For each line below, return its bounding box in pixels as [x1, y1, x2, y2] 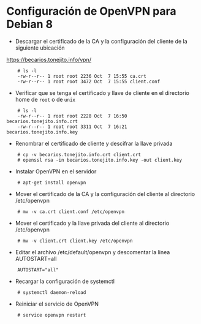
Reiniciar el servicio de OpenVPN [15, 300, 99, 307]
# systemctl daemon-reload [17, 289, 86, 295]
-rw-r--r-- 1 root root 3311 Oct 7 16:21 [17, 124, 127, 130]
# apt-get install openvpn [17, 179, 86, 186]
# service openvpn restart [17, 312, 86, 318]
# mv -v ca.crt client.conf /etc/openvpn [17, 208, 124, 215]
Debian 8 [6, 17, 53, 31]
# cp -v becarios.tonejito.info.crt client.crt [17, 151, 141, 157]
